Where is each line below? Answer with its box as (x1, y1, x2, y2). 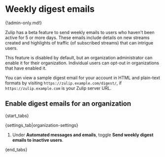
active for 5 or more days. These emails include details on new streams (5, 35, 150, 40)
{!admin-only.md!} (5, 20, 42, 26)
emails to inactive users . (12, 137, 64, 143)
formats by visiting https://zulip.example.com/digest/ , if (5, 80, 122, 86)
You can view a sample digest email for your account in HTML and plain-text (5, 75, 160, 80)
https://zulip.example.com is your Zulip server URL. (5, 85, 112, 91)
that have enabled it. (5, 65, 47, 71)
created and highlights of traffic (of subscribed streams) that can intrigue (5, 39, 154, 45)
